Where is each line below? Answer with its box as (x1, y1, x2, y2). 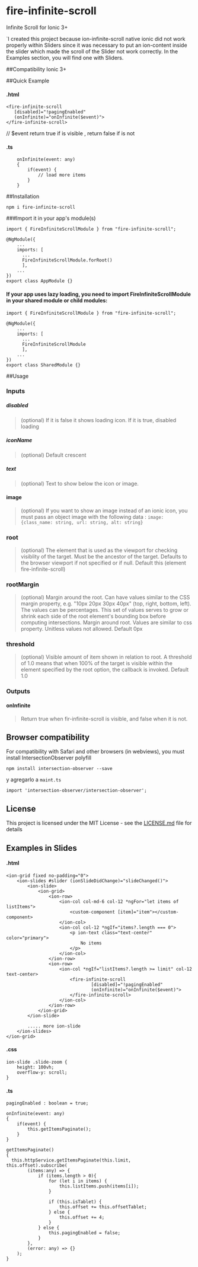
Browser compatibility (6, 732, 90, 742)
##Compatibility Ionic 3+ (6, 65, 67, 72)
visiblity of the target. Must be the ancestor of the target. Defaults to (20, 553, 188, 560)
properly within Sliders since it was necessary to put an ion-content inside (6, 42, 188, 49)
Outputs (6, 687, 31, 695)
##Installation (6, 193, 40, 200)
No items (80, 940, 102, 946)
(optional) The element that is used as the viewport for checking (20, 547, 178, 554)
